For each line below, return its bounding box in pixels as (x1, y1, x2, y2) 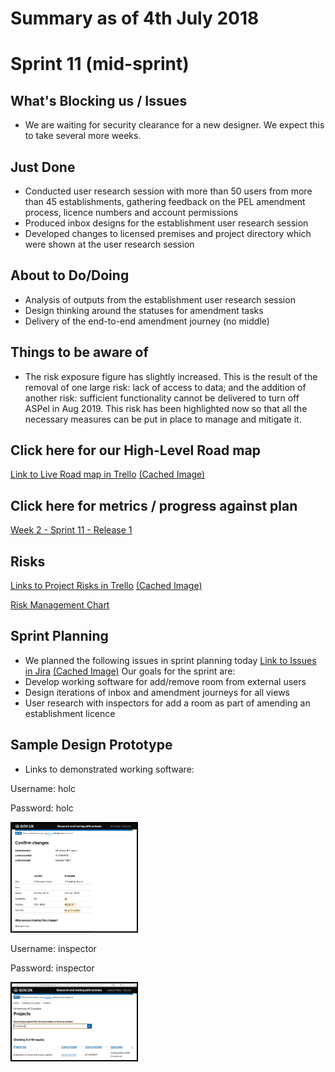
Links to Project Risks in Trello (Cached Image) (10, 580, 203, 592)
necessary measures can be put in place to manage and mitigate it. (24, 413, 302, 425)
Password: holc (10, 802, 74, 814)
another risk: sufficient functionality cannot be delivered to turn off (24, 392, 300, 404)
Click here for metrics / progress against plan (10, 497, 298, 514)
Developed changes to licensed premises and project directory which (24, 228, 312, 239)
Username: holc (10, 782, 77, 794)
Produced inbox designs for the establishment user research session (24, 217, 309, 229)
